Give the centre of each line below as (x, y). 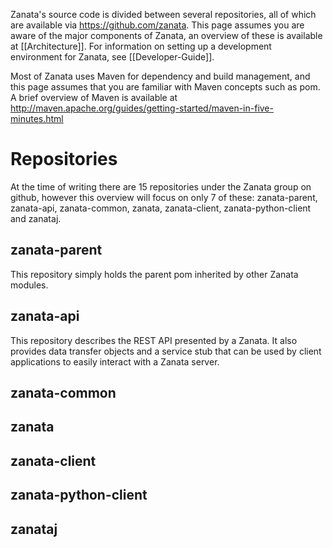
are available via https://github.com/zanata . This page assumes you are (157, 25)
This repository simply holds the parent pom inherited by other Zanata (154, 274)
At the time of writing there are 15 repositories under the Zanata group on (161, 186)
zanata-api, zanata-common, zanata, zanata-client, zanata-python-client (161, 208)
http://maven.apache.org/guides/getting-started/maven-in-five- (142, 108)
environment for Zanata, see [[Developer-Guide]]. (112, 57)
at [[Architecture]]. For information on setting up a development (141, 46)
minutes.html (37, 118)
